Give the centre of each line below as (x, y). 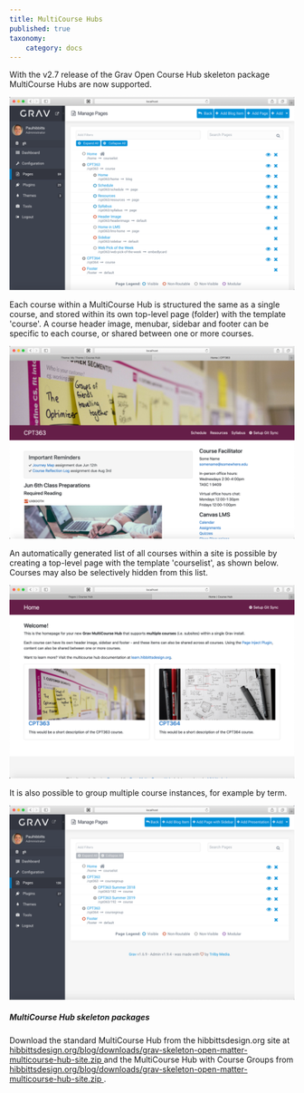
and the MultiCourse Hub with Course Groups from (199, 1059)
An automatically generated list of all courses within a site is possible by (143, 554)
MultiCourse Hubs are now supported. (81, 84)
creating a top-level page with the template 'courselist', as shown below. (144, 563)
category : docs (54, 48)
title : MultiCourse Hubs (56, 19)
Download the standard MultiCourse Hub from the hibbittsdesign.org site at (150, 1040)
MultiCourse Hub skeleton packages (80, 1017)
